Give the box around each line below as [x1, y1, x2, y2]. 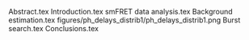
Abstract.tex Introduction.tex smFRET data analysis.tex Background [8, 7, 233, 16]
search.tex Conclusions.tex [8, 24, 99, 33]
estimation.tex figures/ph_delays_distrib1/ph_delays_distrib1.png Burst [8, 15, 241, 25]
